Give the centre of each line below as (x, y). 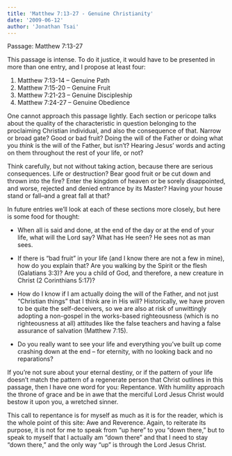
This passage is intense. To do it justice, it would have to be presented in (111, 60)
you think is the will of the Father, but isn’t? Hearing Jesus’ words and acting (116, 146)
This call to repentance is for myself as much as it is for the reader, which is (115, 415)
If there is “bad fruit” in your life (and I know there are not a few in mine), (121, 258)
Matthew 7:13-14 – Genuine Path (63, 81)
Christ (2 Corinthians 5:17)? (56, 280)
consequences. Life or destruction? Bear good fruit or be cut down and (109, 174)
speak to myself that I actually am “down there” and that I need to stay (108, 437)
